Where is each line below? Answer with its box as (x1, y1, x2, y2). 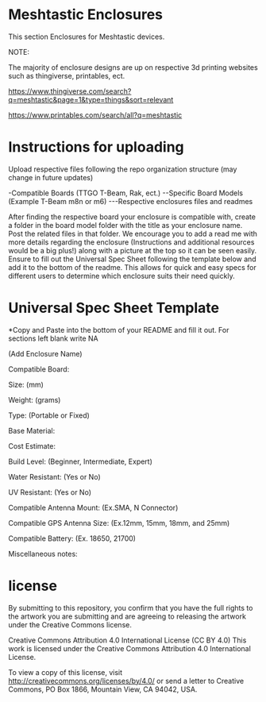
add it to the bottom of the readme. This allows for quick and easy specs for (8, 262, 256, 272)
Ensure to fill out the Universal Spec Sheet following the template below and (8, 254, 256, 264)
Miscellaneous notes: (8, 549, 78, 558)
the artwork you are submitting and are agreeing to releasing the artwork (8, 611, 246, 621)
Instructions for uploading (8, 138, 184, 156)
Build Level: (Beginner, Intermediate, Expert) (8, 457, 153, 466)
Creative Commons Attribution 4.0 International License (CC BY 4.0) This (8, 635, 247, 645)
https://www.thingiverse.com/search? (8, 86, 132, 96)
